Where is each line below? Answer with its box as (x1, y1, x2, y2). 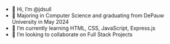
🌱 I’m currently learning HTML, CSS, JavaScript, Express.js (11, 24, 156, 32)
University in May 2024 (11, 18, 69, 25)
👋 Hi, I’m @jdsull (11, 6, 52, 12)
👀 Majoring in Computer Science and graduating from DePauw (11, 12, 165, 19)
